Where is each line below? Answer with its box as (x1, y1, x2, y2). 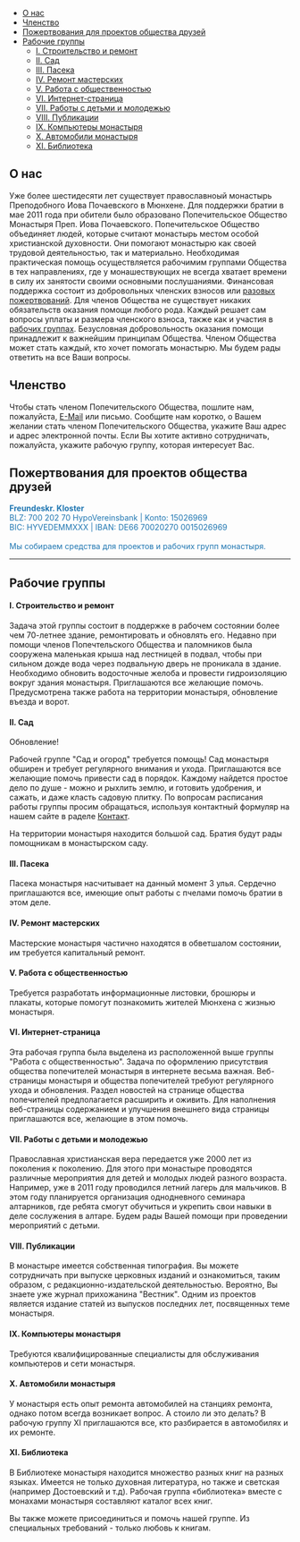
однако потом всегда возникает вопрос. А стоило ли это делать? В (9, 1408, 266, 1419)
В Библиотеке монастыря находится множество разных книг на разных (9, 1467, 284, 1478)
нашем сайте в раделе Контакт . (9, 811, 130, 822)
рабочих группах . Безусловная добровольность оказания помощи (9, 323, 264, 334)
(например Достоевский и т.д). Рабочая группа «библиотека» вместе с (9, 1487, 283, 1497)
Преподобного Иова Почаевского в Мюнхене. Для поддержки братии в (9, 199, 284, 210)
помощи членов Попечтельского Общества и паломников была (9, 640, 253, 650)
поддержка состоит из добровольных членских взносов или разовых (9, 285, 276, 296)
